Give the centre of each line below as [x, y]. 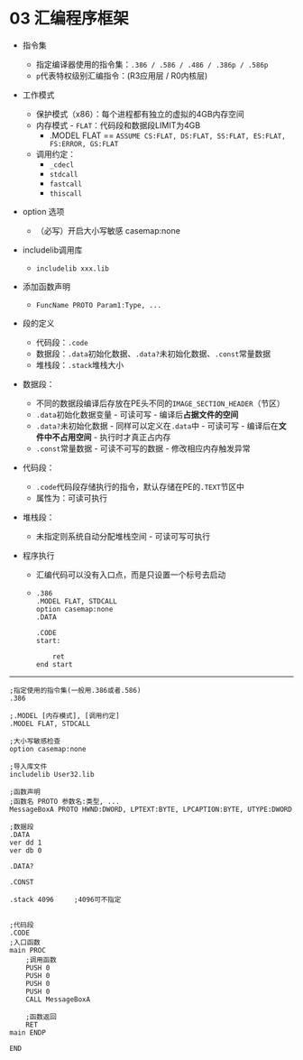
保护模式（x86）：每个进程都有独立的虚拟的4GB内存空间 [140, 114]
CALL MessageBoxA [58, 999]
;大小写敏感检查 [35, 741]
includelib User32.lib [52, 774]
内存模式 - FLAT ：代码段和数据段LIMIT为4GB [118, 125]
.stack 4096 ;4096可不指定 [65, 899]
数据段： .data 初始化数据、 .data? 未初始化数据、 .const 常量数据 [153, 354]
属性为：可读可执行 [72, 498]
